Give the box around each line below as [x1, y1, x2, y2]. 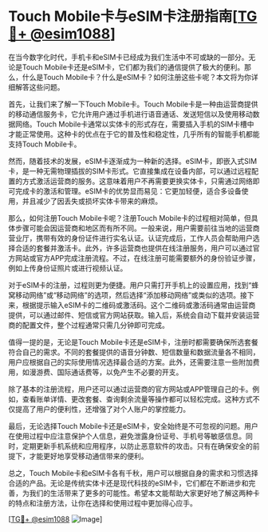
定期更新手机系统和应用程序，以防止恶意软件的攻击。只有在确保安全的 [22, 441, 253, 450]
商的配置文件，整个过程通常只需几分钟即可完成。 [8, 320, 169, 330]
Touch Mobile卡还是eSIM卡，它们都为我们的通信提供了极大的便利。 [22, 62, 245, 72]
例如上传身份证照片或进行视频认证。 [8, 263, 128, 273]
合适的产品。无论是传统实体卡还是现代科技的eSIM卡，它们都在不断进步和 [8, 478, 249, 488]
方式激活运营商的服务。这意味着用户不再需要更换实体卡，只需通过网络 [22, 176, 253, 186]
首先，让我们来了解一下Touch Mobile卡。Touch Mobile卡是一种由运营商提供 [8, 99, 258, 109]
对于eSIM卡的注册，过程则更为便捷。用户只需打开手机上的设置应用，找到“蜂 [8, 280, 259, 290]
